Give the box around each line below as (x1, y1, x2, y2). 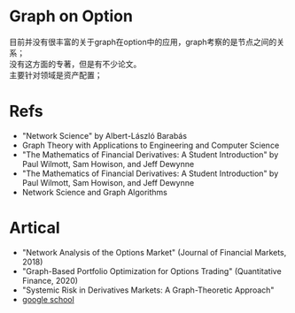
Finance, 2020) (21, 275, 78, 286)
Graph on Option (9, 6, 133, 27)
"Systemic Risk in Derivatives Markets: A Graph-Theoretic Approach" (21, 285, 275, 295)
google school (21, 294, 75, 304)
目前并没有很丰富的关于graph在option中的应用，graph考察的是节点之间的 (9, 36, 277, 47)
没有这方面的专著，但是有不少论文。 (9, 58, 142, 69)
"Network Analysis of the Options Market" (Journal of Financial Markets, (21, 247, 287, 257)
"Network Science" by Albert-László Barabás (21, 130, 188, 141)
